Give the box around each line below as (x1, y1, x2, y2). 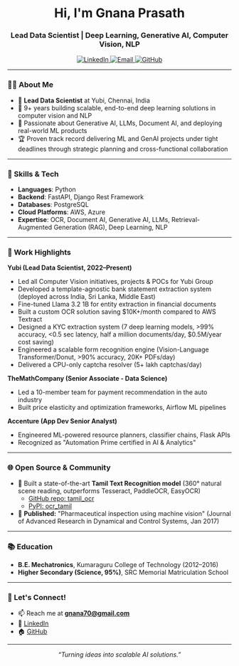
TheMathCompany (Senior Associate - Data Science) (7, 374, 168, 383)
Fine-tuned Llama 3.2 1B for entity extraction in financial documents (17, 300, 217, 309)
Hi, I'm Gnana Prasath (54, 5, 185, 21)
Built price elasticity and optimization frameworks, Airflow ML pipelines (17, 403, 226, 412)
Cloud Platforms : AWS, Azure (17, 208, 105, 216)
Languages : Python (17, 185, 76, 194)
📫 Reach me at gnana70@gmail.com (17, 609, 130, 618)
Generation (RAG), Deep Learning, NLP (53, 223, 169, 232)
